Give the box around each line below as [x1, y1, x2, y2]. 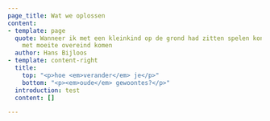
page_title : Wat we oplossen [7, 11, 106, 20]
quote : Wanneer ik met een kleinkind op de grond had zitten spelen [15, 34, 250, 42]
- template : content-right [7, 57, 98, 65]
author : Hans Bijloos [15, 49, 88, 57]
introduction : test [15, 86, 81, 95]
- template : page [7, 26, 66, 34]
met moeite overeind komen [22, 42, 113, 50]
